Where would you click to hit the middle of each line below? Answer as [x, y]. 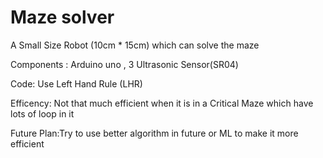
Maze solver [62, 17]
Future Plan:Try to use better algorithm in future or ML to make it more [154, 133]
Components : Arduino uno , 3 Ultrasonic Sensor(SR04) [124, 64]
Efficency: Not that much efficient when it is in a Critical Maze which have [162, 103]
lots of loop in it [42, 113]
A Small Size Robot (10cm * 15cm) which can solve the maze [135, 45]
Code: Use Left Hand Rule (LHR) [76, 83]
